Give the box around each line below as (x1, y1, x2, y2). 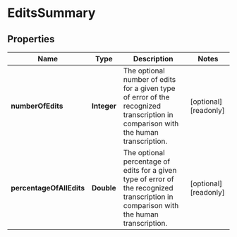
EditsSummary (7, 5, 96, 21)
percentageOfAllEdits (11, 183, 85, 193)
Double (91, 183, 116, 193)
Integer (91, 101, 116, 111)
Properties (7, 33, 55, 45)
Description (133, 54, 174, 63)
